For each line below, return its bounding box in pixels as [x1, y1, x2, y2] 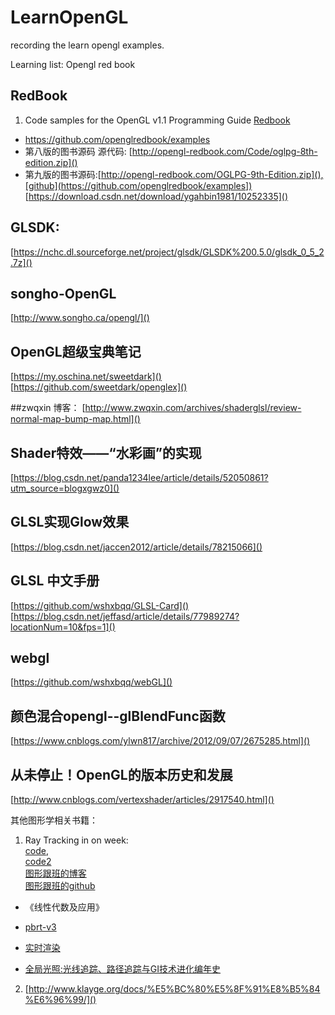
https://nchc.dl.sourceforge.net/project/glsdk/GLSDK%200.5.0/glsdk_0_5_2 [13, 246, 325, 258]
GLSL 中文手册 [10, 572, 100, 590]
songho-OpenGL [10, 285, 117, 302]
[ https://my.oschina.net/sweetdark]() [10, 371, 162, 383]
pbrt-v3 [24, 921, 57, 933]
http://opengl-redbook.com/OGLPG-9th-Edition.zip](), [100, 168, 324, 180]
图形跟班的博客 [24, 867, 87, 880]
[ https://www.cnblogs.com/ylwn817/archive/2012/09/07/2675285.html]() [10, 735, 311, 747]
